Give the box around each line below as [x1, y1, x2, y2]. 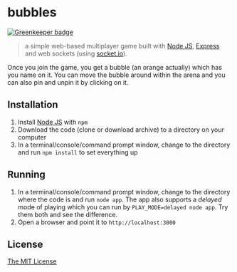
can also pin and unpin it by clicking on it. [7, 78, 129, 86]
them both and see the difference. [17, 210, 118, 219]
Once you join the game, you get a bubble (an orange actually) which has [7, 63, 223, 71]
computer [17, 132, 47, 141]
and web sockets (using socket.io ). [24, 49, 128, 58]
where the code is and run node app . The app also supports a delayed [17, 195, 222, 204]
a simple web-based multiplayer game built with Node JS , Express [24, 41, 220, 50]
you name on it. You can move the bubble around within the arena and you [7, 70, 226, 79]
